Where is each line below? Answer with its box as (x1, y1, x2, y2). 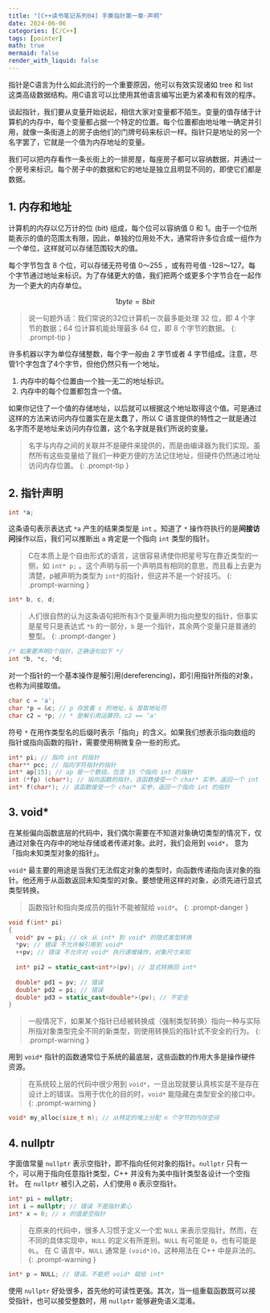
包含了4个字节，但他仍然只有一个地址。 (31, 359, 164, 369)
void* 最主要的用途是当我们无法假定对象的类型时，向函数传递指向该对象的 (8, 865, 254, 874)
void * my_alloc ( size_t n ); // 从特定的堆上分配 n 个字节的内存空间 (8, 1114, 219, 1122)
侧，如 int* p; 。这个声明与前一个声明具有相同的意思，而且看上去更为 (27, 561, 262, 571)
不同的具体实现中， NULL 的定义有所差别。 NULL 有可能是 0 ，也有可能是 (27, 1235, 257, 1245)
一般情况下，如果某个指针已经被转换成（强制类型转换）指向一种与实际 (27, 1016, 261, 1026)
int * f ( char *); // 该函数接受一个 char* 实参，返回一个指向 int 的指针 (8, 783, 231, 791)
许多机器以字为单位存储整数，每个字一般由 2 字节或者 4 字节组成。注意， (8, 349, 251, 358)
